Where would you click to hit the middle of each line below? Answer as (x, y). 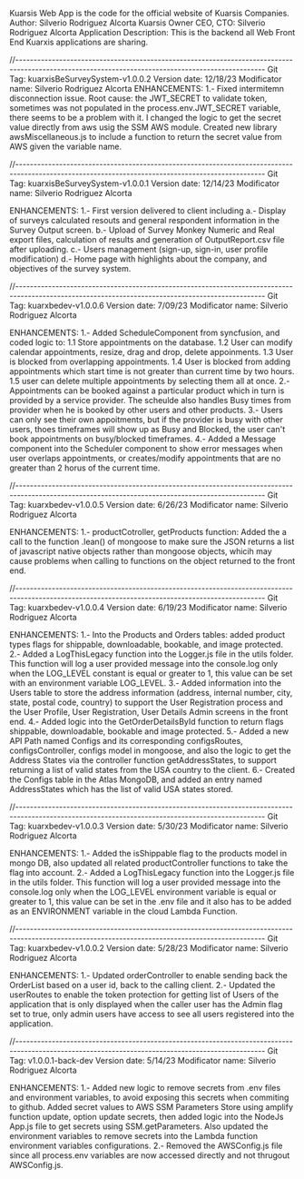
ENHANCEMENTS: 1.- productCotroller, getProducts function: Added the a (148, 532)
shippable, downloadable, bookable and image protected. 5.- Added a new (149, 731)
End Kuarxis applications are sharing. (79, 42)
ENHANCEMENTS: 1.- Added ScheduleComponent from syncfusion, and (145, 332)
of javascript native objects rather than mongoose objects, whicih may (141, 551)
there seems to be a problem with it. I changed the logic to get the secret (145, 118)
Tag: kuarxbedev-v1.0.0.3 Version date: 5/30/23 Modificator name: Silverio (149, 826)
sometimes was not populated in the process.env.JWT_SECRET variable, (145, 108)
